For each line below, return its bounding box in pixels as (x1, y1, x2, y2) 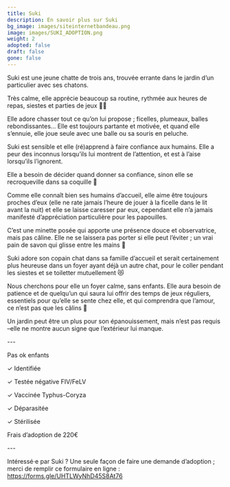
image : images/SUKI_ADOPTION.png (7, 29, 103, 36)
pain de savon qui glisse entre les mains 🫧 (7, 241, 126, 249)
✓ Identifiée (7, 364, 41, 372)
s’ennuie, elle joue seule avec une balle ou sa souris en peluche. (7, 129, 189, 137)
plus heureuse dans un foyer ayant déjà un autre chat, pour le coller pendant (7, 261, 224, 270)
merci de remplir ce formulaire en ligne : (7, 464, 120, 473)
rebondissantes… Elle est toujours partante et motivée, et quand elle (7, 121, 200, 130)
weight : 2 (7, 36, 36, 43)
